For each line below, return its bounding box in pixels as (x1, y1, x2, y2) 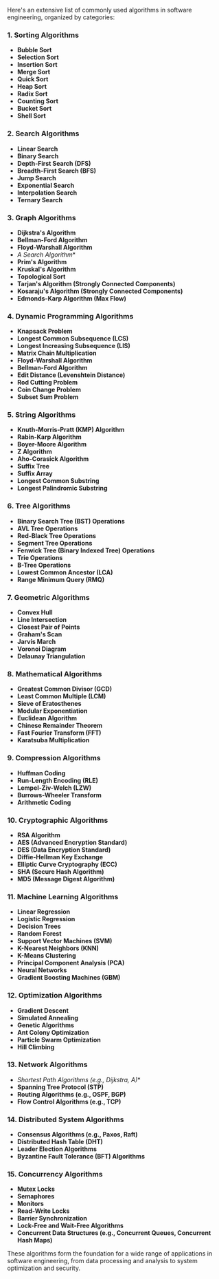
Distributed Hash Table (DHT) (16, 1138, 103, 1146)
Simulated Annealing (16, 1013, 79, 1022)
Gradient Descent (16, 1006, 69, 1014)
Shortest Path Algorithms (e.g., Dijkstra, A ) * (16, 1075, 141, 1084)
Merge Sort (16, 68, 50, 76)
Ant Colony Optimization (16, 1028, 89, 1036)
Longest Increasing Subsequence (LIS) (16, 342, 130, 350)
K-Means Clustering (16, 952, 77, 960)
